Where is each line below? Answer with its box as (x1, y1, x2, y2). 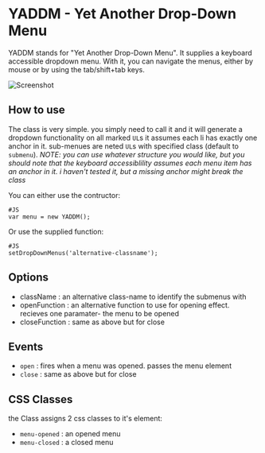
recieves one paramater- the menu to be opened (19, 308, 180, 318)
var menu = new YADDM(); (8, 212, 91, 221)
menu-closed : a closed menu (19, 438, 114, 447)
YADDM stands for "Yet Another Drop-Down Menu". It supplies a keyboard (8, 48, 252, 57)
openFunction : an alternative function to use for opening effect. (19, 300, 230, 310)
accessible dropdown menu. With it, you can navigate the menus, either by (8, 56, 253, 66)
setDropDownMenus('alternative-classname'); (8, 249, 158, 257)
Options (8, 271, 49, 285)
